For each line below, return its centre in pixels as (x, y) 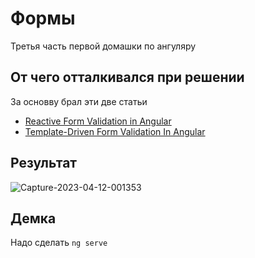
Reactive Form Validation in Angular (98, 121)
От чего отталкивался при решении (127, 77)
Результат (44, 163)
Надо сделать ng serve (59, 243)
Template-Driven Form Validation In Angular (115, 131)
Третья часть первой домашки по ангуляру (103, 46)
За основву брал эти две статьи (79, 101)
